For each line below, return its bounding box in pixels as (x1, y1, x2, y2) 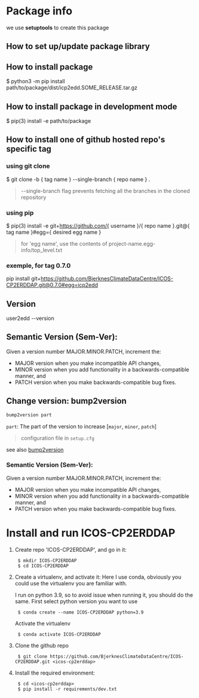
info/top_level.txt (20, 246, 63, 253)
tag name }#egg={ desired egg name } (6, 228, 102, 235)
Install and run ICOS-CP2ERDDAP (6, 526, 176, 540)
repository (20, 194, 47, 201)
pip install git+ (6, 275, 41, 282)
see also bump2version (6, 446, 64, 453)
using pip (6, 209, 34, 217)
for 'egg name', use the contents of (20, 240, 108, 247)
